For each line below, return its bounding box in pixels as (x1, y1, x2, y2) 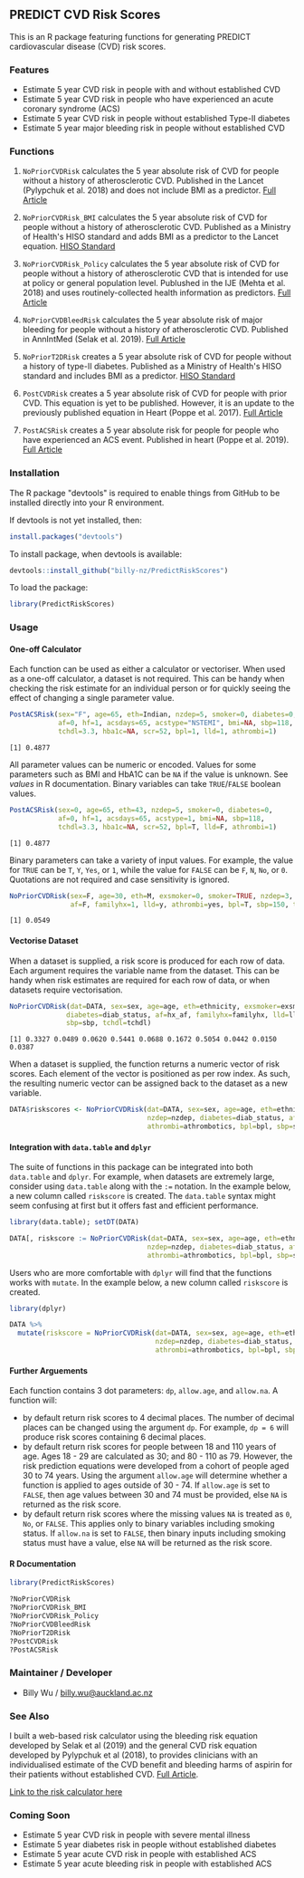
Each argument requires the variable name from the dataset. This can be (9, 964, 280, 976)
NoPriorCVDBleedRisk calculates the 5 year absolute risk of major (22, 314, 263, 325)
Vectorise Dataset (9, 935, 79, 946)
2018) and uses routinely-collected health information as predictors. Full (22, 287, 291, 298)
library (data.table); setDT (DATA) (9, 1218, 140, 1227)
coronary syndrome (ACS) (22, 103, 120, 114)
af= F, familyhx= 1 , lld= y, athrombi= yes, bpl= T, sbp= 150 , (70, 900, 290, 909)
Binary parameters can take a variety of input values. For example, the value (9, 855, 294, 866)
